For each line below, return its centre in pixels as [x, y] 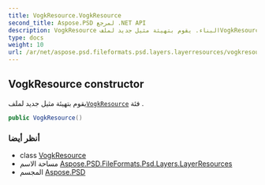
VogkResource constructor [76, 84]
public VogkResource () [45, 118]
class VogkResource [53, 155]
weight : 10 [26, 45]
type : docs [26, 38]
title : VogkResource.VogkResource [65, 15]
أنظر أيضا [24, 138]
